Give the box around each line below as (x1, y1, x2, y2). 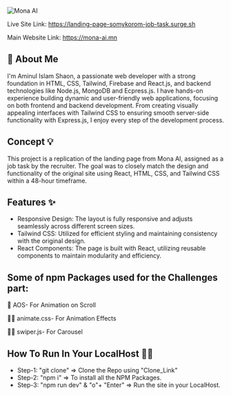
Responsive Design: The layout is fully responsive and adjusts (17, 215, 193, 223)
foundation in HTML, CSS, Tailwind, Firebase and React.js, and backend (7, 79, 212, 87)
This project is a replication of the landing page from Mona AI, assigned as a (7, 154, 224, 163)
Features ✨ (7, 197, 56, 208)
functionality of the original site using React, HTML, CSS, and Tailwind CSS (7, 169, 220, 177)
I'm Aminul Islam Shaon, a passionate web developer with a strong (7, 71, 196, 80)
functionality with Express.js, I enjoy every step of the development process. (7, 116, 224, 124)
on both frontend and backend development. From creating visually (7, 101, 199, 109)
